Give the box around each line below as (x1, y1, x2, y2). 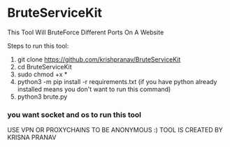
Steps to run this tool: (7, 41, 69, 50)
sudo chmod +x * (17, 70, 68, 78)
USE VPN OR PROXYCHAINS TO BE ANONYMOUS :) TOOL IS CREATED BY (7, 126, 224, 134)
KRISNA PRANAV (7, 133, 57, 141)
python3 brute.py (17, 92, 68, 101)
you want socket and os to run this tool (7, 110, 142, 120)
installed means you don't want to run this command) (17, 85, 171, 93)
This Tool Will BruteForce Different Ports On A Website (7, 28, 164, 36)
